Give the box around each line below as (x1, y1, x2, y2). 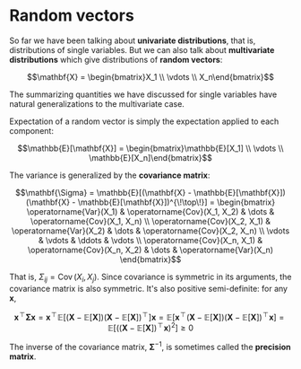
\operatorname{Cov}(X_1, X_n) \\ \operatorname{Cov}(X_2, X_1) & (30, 215, 271, 226)
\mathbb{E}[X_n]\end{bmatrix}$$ (88, 152, 213, 163)
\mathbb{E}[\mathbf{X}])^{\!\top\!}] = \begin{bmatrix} (77, 197, 276, 207)
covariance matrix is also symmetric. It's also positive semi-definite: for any (9, 283, 288, 294)
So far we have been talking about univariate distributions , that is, (9, 35, 256, 46)
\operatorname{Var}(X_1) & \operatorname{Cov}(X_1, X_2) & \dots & (26, 206, 275, 216)
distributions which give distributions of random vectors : (9, 54, 223, 65)
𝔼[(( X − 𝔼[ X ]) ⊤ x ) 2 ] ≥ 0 (107, 321, 194, 333)
